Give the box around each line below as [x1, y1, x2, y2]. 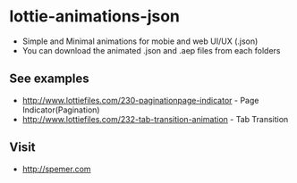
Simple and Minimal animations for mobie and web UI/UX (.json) [21, 36, 259, 46]
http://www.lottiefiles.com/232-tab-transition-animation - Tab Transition [21, 113, 289, 124]
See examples [9, 71, 89, 87]
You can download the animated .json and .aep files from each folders [21, 45, 281, 55]
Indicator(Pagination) [21, 104, 100, 115]
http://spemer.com [21, 163, 91, 174]
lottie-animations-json [9, 6, 181, 27]
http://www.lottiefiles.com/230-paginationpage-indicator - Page [21, 95, 259, 105]
